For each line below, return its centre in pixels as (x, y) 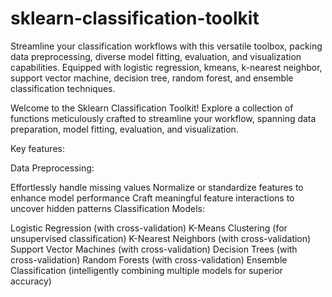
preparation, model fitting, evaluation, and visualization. (124, 129)
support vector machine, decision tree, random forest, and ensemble (152, 78)
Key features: (37, 148)
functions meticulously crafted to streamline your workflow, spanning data (163, 118)
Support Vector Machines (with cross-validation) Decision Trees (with (154, 249)
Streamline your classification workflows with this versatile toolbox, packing (166, 46)
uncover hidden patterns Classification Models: (108, 208)
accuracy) (31, 281)
